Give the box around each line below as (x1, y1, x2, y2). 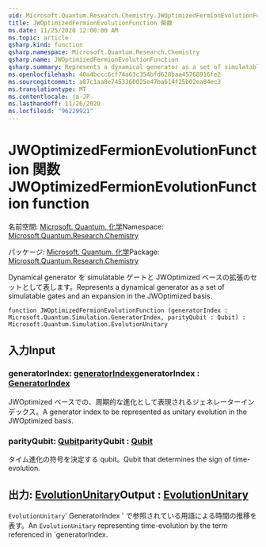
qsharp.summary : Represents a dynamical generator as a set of (8, 63, 222, 71)
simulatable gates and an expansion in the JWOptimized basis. (8, 291, 213, 301)
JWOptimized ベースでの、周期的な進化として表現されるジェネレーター (8, 397, 241, 406)
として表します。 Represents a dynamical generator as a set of (21, 282, 225, 291)
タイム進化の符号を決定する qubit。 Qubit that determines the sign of (8, 454, 232, 464)
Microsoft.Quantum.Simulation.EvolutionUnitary (8, 320, 169, 329)
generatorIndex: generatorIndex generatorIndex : (8, 368, 200, 379)
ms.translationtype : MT (8, 85, 87, 93)
